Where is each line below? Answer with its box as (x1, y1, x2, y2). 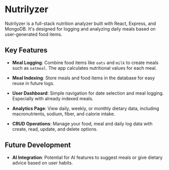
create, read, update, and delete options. (12, 126, 98, 132)
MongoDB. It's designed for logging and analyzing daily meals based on (5, 25, 156, 32)
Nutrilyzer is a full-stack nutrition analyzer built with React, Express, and (5, 20, 156, 26)
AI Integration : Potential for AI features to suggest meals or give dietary (12, 154, 163, 160)
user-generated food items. (5, 31, 63, 37)
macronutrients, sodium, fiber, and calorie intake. (12, 110, 116, 117)
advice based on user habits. (12, 159, 73, 166)
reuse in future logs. (12, 80, 54, 86)
